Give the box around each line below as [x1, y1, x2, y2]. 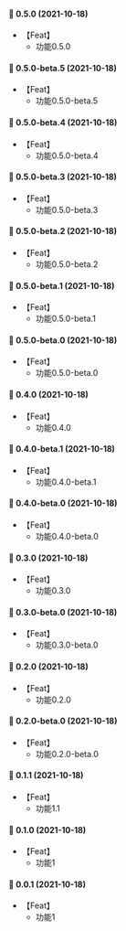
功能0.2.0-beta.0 [35, 748, 100, 759]
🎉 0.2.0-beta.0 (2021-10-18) [8, 715, 118, 727]
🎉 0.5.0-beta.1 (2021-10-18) [8, 280, 115, 291]
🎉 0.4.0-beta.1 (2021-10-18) [8, 444, 116, 455]
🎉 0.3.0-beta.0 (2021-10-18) [8, 606, 118, 617]
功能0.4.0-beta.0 [35, 531, 100, 542]
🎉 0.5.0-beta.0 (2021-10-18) [8, 335, 118, 346]
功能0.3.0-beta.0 [35, 639, 99, 650]
